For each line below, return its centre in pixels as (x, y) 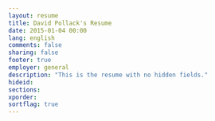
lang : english (32, 38)
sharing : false (33, 53)
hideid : (21, 82)
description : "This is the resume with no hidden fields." (108, 75)
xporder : (23, 97)
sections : (25, 90)
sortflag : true (33, 104)
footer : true (30, 60)
